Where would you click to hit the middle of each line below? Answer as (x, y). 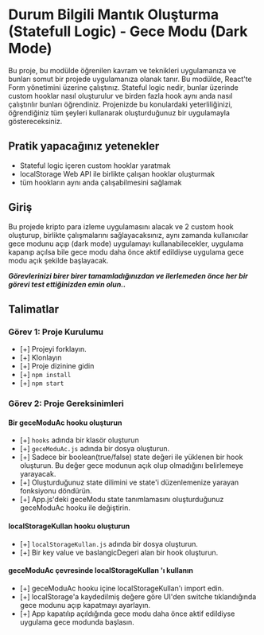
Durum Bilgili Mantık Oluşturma (114, 15)
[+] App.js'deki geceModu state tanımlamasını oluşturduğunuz (122, 500)
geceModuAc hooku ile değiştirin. (75, 508)
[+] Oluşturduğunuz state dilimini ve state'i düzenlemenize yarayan (129, 482)
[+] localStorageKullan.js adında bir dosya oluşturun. (109, 543)
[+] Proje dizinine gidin (57, 366)
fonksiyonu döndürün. (56, 491)
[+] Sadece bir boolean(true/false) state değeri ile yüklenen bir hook (131, 457)
